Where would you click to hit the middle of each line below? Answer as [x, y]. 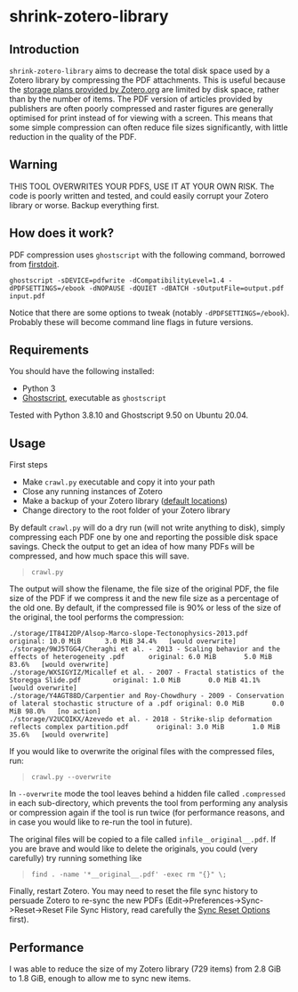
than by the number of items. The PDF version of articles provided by [136, 99]
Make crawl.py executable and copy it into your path [118, 482]
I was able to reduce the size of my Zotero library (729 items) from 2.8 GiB [145, 969]
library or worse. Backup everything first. [85, 205]
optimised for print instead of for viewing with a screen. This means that [141, 118]
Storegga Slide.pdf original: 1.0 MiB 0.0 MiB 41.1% [135, 680]
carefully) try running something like [76, 858]
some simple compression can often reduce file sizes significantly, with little [149, 127]
